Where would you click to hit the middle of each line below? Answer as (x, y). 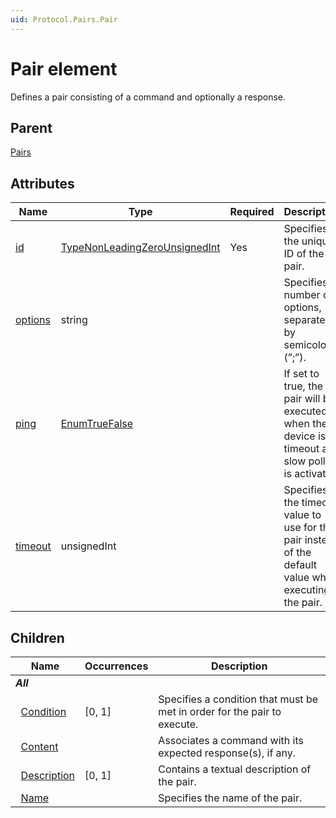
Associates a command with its (231, 740)
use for (300, 528)
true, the (303, 386)
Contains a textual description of (235, 769)
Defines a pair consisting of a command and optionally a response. (148, 97)
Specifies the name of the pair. (230, 798)
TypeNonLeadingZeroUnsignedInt (140, 248)
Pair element (64, 68)
